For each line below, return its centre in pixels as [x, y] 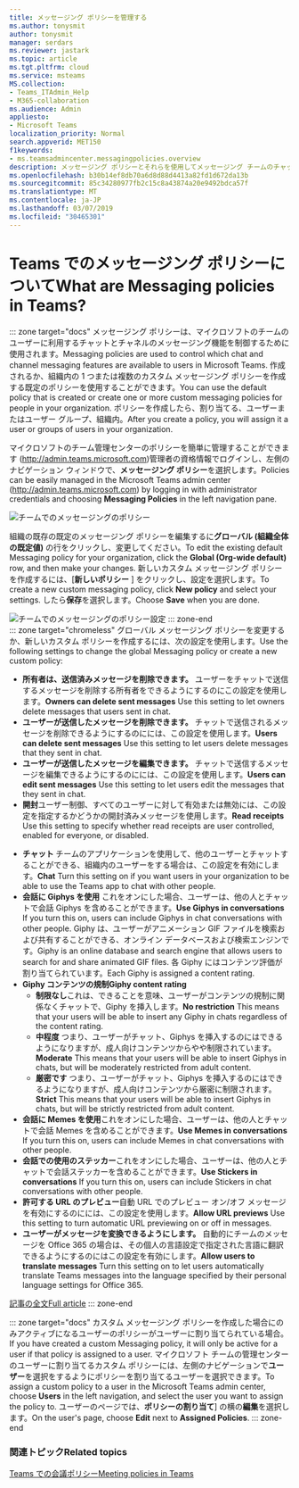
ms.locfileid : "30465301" [57, 216]
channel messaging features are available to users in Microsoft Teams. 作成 [148, 365]
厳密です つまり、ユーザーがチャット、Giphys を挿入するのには [151, 1077]
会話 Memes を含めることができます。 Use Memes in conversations [162, 1130]
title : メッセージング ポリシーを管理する [78, 17]
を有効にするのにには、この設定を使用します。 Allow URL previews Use [154, 1213]
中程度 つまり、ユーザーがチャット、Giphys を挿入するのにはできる [159, 1036]
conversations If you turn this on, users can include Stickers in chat [147, 1181]
